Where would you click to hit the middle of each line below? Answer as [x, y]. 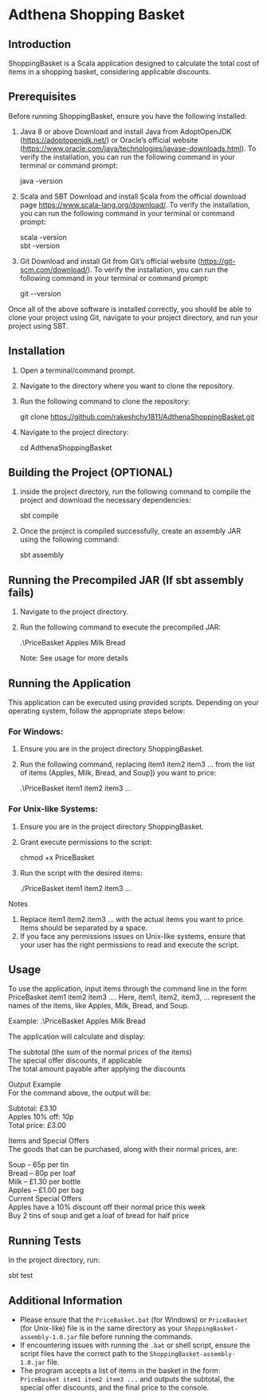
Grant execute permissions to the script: [86, 842]
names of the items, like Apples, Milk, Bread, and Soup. [99, 1006]
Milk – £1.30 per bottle [45, 1181]
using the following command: [69, 539]
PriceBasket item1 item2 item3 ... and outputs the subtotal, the [127, 1379]
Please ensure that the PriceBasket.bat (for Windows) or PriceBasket [134, 1320]
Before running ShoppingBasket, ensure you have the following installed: [128, 116]
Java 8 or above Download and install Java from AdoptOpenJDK [126, 131]
